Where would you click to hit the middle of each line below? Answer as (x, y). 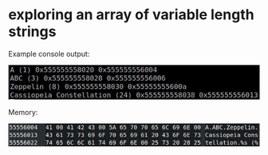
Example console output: (49, 54)
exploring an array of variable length (131, 15)
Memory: (23, 113)
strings (32, 32)
